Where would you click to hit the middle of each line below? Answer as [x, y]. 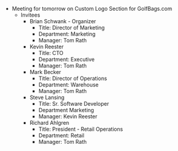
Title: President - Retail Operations [81, 129]
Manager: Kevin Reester [68, 116]
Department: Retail [61, 135]
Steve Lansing [47, 97]
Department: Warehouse [68, 85]
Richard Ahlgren [49, 123]
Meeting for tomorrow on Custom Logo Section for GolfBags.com [92, 9]
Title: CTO [51, 53]
